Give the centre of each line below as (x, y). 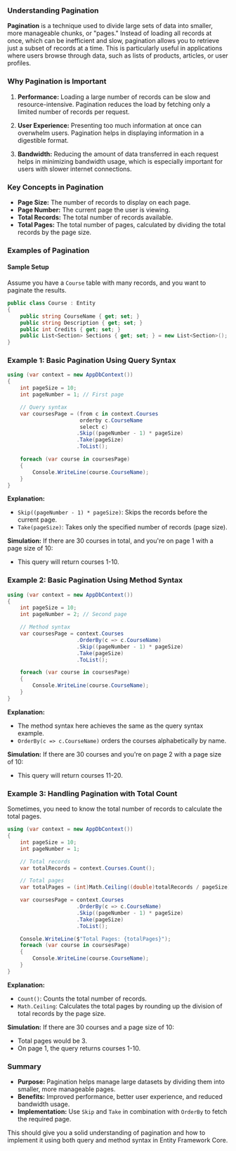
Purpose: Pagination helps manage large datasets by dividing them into (121, 1082)
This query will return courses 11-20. (70, 775)
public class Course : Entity (52, 303)
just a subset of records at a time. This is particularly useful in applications (115, 49)
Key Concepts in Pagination (55, 187)
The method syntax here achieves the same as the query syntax (110, 726)
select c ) (94, 427)
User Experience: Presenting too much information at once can (109, 125)
